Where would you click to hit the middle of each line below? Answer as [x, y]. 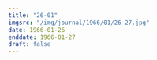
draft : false [30, 44]
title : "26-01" [33, 15]
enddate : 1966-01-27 [42, 37]
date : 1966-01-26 [37, 30]
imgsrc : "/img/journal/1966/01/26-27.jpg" [79, 23]
